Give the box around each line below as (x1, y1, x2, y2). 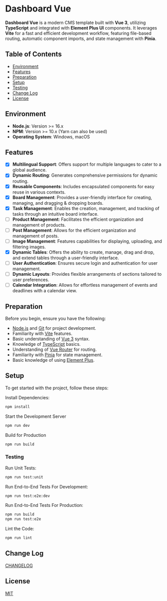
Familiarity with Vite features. (12, 330, 72, 336)
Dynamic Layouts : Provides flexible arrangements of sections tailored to (12, 271, 162, 277)
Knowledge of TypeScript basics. (12, 341, 81, 347)
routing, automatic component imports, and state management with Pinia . (5, 36, 157, 42)
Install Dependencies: (5, 394, 50, 400)
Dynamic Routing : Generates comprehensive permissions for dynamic (12, 172, 158, 178)
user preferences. (12, 277, 49, 283)
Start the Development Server (5, 413, 66, 419)
